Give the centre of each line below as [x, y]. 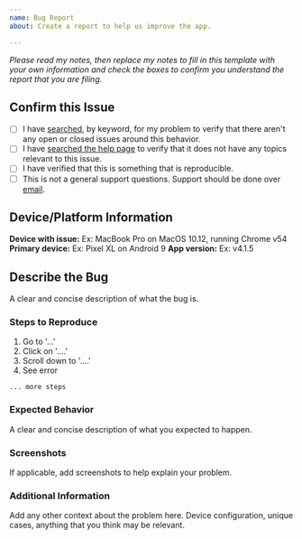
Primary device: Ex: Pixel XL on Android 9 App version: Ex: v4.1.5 [132, 248]
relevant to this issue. [62, 159]
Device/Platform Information [91, 217]
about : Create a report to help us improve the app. [110, 26]
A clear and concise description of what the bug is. [104, 299]
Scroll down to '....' [57, 361]
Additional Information [60, 496]
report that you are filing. [56, 79]
